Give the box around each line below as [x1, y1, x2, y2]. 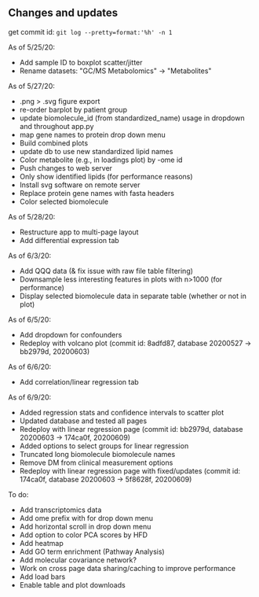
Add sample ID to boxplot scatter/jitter [19, 57, 143, 67]
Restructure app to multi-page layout [19, 227, 139, 237]
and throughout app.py [19, 121, 94, 131]
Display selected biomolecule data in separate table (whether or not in [19, 291, 247, 300]
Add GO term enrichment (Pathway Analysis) [19, 547, 165, 556]
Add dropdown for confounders [19, 330, 122, 339]
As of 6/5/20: [8, 315, 51, 324]
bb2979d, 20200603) [19, 346, 90, 356]
